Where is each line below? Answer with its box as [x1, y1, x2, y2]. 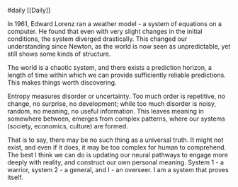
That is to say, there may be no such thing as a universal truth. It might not [7, 135, 224, 144]
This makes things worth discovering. [7, 78, 117, 87]
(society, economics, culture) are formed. [7, 122, 129, 130]
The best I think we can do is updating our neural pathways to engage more [7, 151, 229, 159]
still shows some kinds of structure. [7, 49, 111, 58]
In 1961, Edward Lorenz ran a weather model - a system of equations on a [7, 20, 222, 28]
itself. [7, 173, 23, 181]
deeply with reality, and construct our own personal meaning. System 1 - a [7, 158, 225, 167]
